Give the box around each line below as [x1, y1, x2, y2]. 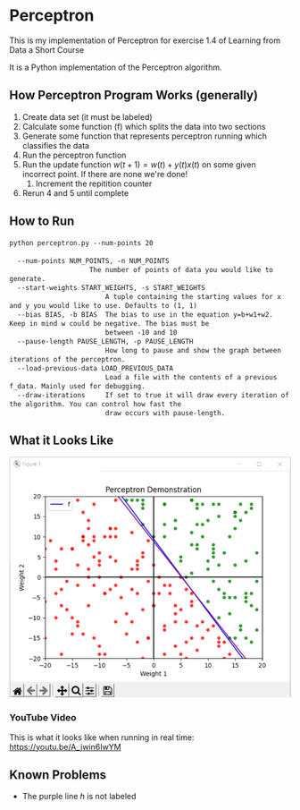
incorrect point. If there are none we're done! [21, 168, 188, 179]
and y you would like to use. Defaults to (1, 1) [9, 301, 198, 310]
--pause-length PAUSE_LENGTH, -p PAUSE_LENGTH [17, 337, 194, 345]
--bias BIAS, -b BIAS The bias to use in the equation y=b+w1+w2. [17, 310, 274, 319]
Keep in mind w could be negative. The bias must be [9, 319, 210, 328]
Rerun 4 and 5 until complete [21, 187, 129, 198]
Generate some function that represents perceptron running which [21, 131, 268, 141]
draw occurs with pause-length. [104, 408, 226, 417]
